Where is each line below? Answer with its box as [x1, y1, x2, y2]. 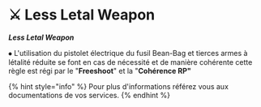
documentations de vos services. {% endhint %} [8, 90, 171, 100]
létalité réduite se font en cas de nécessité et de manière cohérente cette [8, 57, 253, 66]
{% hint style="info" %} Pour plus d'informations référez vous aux [8, 81, 229, 91]
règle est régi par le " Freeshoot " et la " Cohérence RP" [8, 66, 192, 75]
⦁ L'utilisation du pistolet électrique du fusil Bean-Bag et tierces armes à [8, 48, 248, 58]
